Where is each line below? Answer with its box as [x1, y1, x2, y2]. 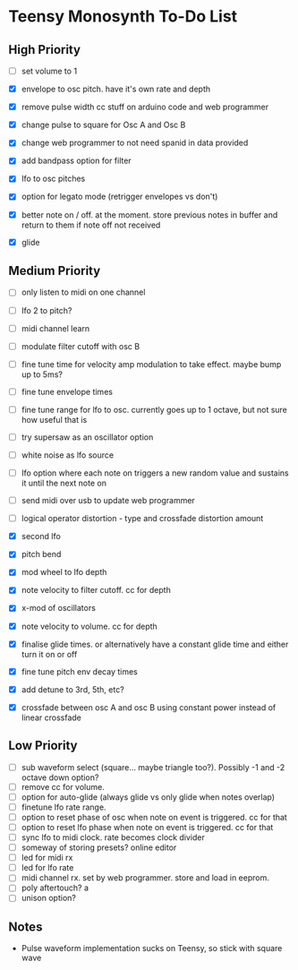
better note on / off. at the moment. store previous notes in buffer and [21, 209, 278, 220]
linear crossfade [21, 712, 81, 723]
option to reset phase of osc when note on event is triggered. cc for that [21, 811, 287, 822]
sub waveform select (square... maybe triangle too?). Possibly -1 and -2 [21, 761, 285, 772]
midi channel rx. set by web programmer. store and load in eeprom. [21, 872, 269, 883]
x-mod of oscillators [21, 603, 96, 614]
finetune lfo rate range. [21, 802, 106, 812]
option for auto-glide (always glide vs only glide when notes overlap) [21, 791, 275, 803]
